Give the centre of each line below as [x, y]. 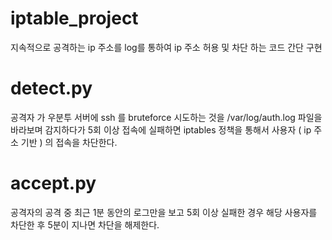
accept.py [53, 183]
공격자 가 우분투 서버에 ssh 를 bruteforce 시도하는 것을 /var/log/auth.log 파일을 [166, 117]
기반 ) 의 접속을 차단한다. [69, 142]
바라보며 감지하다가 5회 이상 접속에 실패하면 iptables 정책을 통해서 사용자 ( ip [161, 129]
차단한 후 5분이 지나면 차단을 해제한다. [85, 224]
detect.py [51, 88]
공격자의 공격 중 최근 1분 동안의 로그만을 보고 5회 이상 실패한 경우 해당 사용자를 [164, 212]
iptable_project [74, 18]
